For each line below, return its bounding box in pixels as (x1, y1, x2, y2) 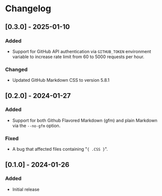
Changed (5, 66, 28, 73)
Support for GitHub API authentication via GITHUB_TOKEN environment (12, 48, 152, 54)
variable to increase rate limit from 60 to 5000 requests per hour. (12, 54, 145, 60)
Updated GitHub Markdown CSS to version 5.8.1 (12, 77, 110, 83)
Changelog (5, 3, 51, 14)
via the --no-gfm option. (12, 123, 61, 129)
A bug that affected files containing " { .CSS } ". (12, 146, 108, 152)
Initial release (12, 186, 40, 192)
